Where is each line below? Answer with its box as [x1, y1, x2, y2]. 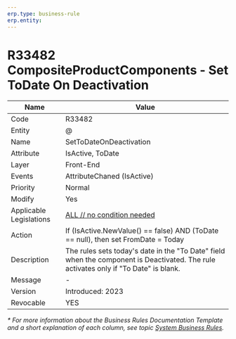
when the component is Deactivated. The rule [65, 255, 216, 264]
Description [11, 255, 49, 264]
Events [11, 172, 34, 181]
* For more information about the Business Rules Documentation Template [7, 316, 223, 324]
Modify [11, 194, 34, 204]
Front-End [65, 160, 100, 169]
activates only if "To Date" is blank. [65, 264, 181, 274]
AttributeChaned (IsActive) [65, 172, 154, 181]
